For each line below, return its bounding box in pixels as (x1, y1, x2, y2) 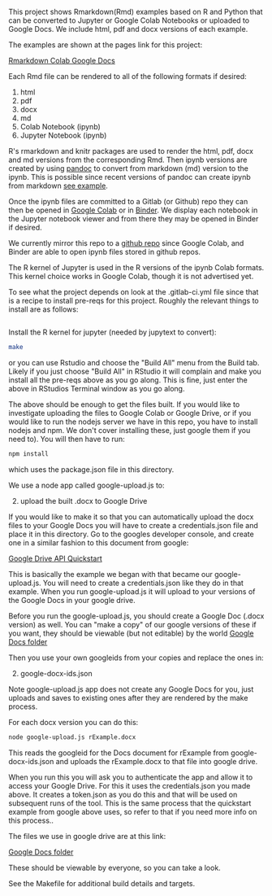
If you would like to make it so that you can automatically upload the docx (8, 512, 254, 522)
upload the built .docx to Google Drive (19, 496, 148, 505)
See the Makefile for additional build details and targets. (8, 878, 196, 888)
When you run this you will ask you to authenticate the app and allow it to (8, 772, 253, 782)
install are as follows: (8, 304, 79, 314)
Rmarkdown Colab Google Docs (8, 56, 115, 65)
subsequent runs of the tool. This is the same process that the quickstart (8, 798, 252, 808)
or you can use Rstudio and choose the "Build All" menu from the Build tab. (8, 357, 260, 367)
